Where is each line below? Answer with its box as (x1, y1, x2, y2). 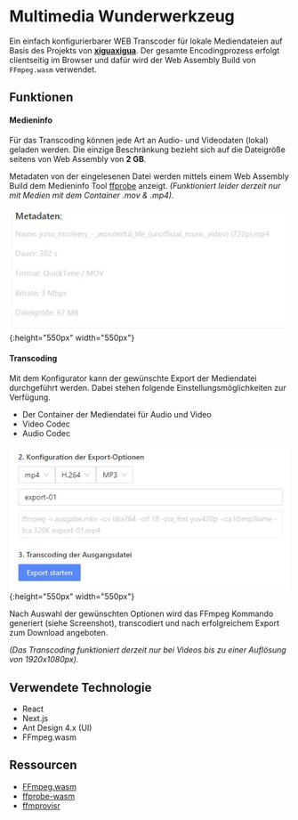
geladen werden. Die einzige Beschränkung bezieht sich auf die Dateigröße (9, 144, 286, 155)
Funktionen (9, 90, 74, 105)
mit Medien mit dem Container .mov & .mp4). (9, 190, 174, 200)
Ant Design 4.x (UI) (21, 722, 93, 733)
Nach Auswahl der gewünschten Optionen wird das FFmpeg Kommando (9, 608, 274, 620)
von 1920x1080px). (9, 654, 79, 665)
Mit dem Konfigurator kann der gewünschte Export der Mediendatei (9, 372, 257, 384)
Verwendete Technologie (9, 679, 152, 695)
